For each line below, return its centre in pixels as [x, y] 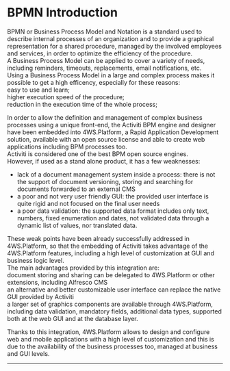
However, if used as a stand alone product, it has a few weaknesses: [104, 161]
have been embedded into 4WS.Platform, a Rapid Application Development [113, 132]
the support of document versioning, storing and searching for [105, 181]
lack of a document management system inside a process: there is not [116, 174]
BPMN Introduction [63, 13]
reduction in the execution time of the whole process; [82, 104]
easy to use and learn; [39, 90]
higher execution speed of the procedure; [66, 97]
